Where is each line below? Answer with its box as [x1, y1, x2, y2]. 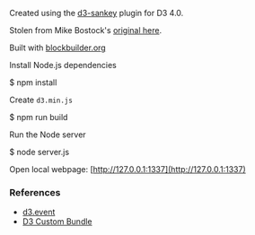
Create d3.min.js [9, 94, 74, 105]
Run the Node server [9, 129, 87, 140]
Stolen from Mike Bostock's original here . [9, 25, 163, 35]
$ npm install [9, 77, 57, 88]
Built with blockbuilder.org [9, 42, 106, 53]
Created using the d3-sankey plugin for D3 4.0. [9, 8, 184, 18]
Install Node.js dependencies [9, 60, 117, 70]
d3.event [22, 206, 56, 218]
